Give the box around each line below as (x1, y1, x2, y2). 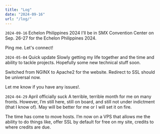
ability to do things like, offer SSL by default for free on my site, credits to (5, 119, 154, 125)
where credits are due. (5, 124, 51, 130)
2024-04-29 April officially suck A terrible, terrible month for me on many (5, 93, 152, 99)
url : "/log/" (5, 16, 32, 21)
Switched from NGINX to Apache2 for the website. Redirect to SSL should (5, 69, 155, 75)
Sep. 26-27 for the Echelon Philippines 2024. (5, 35, 97, 41)
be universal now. (5, 75, 41, 81)
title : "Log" (5, 7, 32, 12)
